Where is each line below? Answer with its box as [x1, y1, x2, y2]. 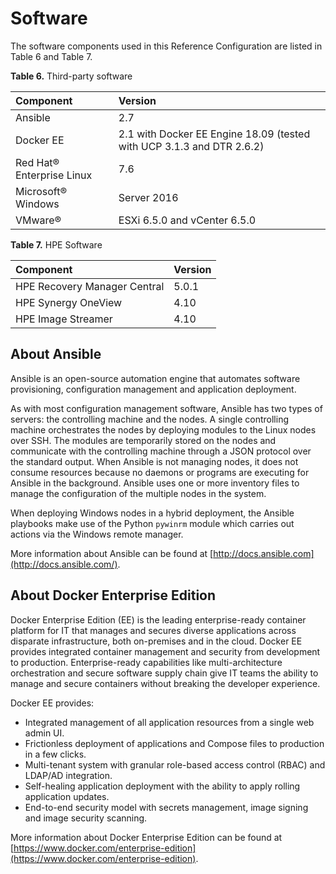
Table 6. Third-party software [10, 70, 133, 82]
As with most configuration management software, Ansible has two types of [10, 402, 323, 414]
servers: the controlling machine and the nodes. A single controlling [10, 413, 289, 425]
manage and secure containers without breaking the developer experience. [10, 677, 321, 689]
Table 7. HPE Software [10, 238, 103, 251]
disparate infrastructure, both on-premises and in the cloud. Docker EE [10, 635, 303, 647]
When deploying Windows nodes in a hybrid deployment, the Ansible [10, 507, 295, 519]
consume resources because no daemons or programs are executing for [10, 466, 310, 478]
